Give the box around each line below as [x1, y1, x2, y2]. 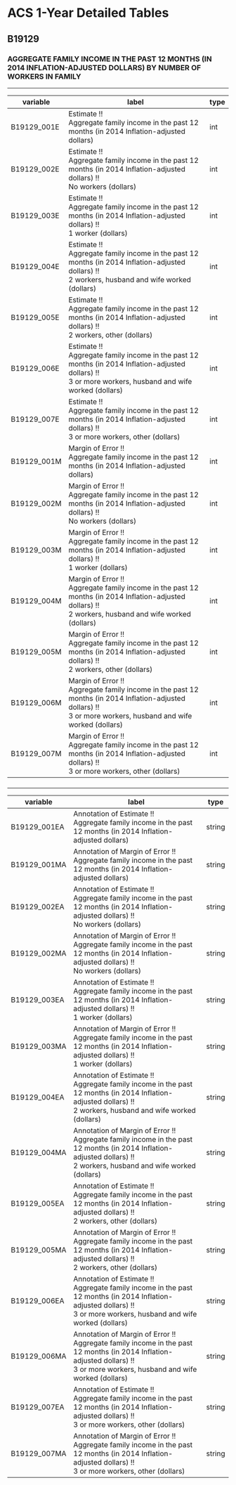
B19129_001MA [11, 859, 67, 869]
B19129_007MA [11, 1448, 67, 1458]
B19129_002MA [11, 948, 67, 958]
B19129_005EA [11, 1199, 65, 1208]
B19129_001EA [11, 821, 65, 831]
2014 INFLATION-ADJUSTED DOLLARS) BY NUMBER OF [7, 62, 202, 72]
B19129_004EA [11, 1092, 65, 1102]
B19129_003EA [11, 995, 65, 1005]
